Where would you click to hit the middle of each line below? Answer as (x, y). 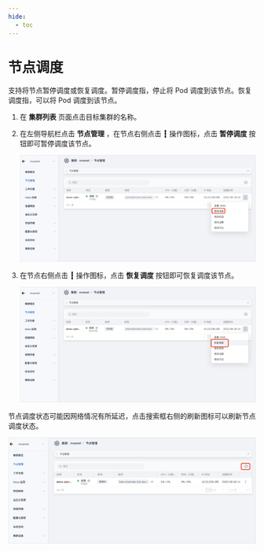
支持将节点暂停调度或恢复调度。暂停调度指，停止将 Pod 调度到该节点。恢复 (130, 91)
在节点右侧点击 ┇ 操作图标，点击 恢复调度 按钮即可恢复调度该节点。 (128, 275)
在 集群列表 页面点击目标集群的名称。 (80, 117)
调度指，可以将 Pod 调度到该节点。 (65, 100)
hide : (17, 17)
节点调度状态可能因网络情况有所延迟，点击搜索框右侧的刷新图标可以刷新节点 (132, 416)
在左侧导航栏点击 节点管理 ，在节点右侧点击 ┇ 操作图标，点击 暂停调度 (133, 134)
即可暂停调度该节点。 (61, 144)
